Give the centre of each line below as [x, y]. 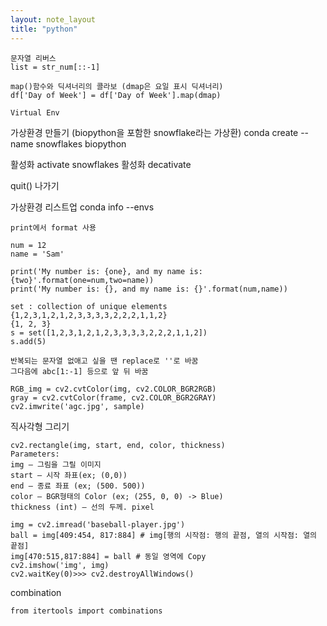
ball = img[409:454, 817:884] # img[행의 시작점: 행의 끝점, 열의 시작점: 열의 [164, 535]
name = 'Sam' [37, 254]
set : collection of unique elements [89, 306]
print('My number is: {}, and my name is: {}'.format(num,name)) [149, 289]
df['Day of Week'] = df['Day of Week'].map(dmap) [116, 95]
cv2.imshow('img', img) [60, 565]
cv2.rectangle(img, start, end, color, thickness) [118, 445]
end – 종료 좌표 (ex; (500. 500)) [78, 486]
